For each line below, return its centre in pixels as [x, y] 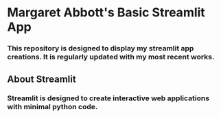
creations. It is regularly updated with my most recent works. [111, 57]
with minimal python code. [53, 107]
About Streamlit [42, 79]
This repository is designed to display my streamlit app [101, 48]
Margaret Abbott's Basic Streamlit [106, 13]
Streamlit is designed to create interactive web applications [108, 98]
